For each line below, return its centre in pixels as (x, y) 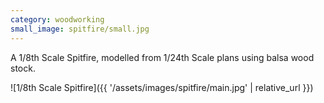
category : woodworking (57, 19)
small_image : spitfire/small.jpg (80, 29)
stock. (23, 68)
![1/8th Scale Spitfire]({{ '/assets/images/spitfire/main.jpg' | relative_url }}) (162, 87)
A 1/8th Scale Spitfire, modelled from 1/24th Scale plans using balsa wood (162, 57)
